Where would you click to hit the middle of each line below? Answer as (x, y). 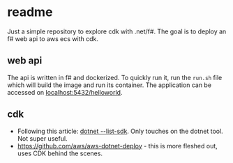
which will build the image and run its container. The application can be (109, 85)
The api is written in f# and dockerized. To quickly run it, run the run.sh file (115, 77)
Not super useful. (42, 138)
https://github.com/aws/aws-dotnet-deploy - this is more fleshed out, (117, 146)
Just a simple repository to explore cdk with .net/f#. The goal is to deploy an (117, 31)
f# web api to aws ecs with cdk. (53, 38)
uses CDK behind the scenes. (60, 153)
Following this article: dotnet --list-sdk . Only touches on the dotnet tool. (120, 131)
